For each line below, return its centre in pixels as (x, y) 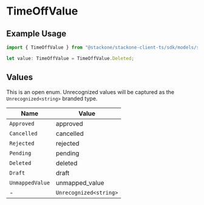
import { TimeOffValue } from (45, 47)
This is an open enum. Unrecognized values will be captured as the (90, 92)
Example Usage (36, 34)
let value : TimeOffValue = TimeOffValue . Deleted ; (70, 58)
